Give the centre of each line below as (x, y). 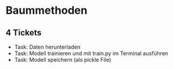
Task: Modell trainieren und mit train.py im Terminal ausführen (91, 53)
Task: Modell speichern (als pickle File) (63, 60)
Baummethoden (47, 10)
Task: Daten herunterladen (47, 47)
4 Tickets (23, 33)
